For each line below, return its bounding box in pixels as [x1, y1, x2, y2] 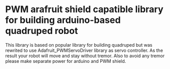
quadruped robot [5, 25, 78, 37]
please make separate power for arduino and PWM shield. [5, 58, 126, 64]
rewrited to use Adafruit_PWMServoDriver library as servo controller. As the [5, 47, 163, 53]
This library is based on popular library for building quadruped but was [5, 42, 153, 48]
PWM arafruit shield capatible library [5, 4, 163, 15]
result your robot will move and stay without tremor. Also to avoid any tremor [5, 52, 165, 59]
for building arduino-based [5, 14, 121, 26]
